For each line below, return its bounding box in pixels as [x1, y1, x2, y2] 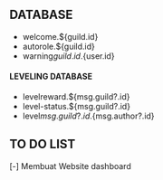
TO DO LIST [9, 137, 76, 152]
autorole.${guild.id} [22, 41, 95, 52]
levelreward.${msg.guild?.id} [22, 91, 130, 102]
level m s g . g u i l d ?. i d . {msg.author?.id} [22, 110, 156, 121]
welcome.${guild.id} [22, 31, 99, 42]
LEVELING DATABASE [9, 71, 93, 82]
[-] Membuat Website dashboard [9, 160, 131, 171]
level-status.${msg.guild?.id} [22, 101, 131, 112]
